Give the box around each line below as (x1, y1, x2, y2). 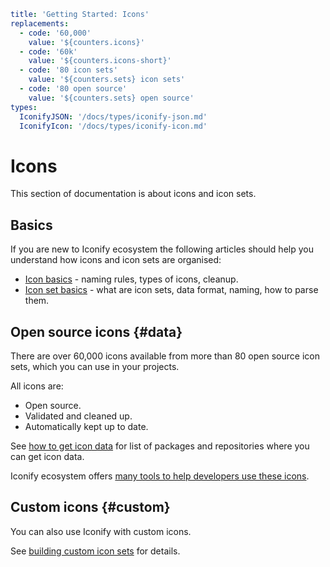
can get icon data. (10, 450, 85, 462)
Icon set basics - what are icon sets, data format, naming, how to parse (24, 284, 319, 296)
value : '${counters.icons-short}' (28, 56, 172, 66)
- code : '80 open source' (19, 84, 128, 94)
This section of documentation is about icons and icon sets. (10, 188, 257, 200)
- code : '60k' (19, 46, 78, 57)
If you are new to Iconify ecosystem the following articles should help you (10, 243, 314, 255)
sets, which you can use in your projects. (10, 360, 180, 372)
